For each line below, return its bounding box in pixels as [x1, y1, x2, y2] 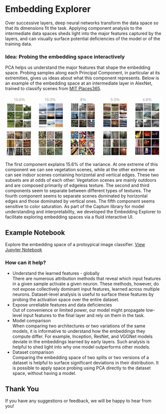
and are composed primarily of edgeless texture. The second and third [5, 182, 150, 189]
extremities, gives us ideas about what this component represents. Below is [5, 75, 160, 81]
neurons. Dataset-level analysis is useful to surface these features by [12, 291, 154, 298]
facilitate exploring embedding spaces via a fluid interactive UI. [5, 214, 134, 220]
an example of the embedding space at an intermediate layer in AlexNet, [5, 80, 153, 86]
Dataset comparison [12, 349, 54, 355]
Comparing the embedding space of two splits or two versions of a [12, 355, 149, 361]
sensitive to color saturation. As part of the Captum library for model [5, 204, 145, 209]
